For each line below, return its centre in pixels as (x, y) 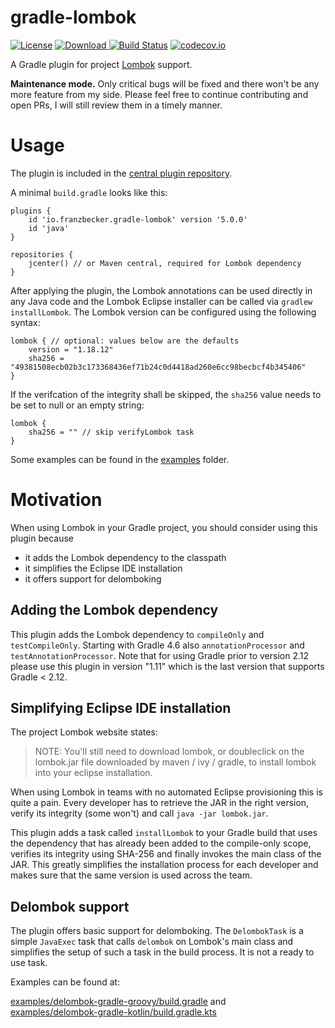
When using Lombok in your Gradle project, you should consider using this (164, 527)
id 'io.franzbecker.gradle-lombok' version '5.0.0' (138, 219)
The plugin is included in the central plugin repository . (121, 173)
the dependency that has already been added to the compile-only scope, (161, 843)
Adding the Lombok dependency (114, 610)
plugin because (42, 538)
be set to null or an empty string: (77, 405)
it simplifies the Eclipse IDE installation (103, 568)
